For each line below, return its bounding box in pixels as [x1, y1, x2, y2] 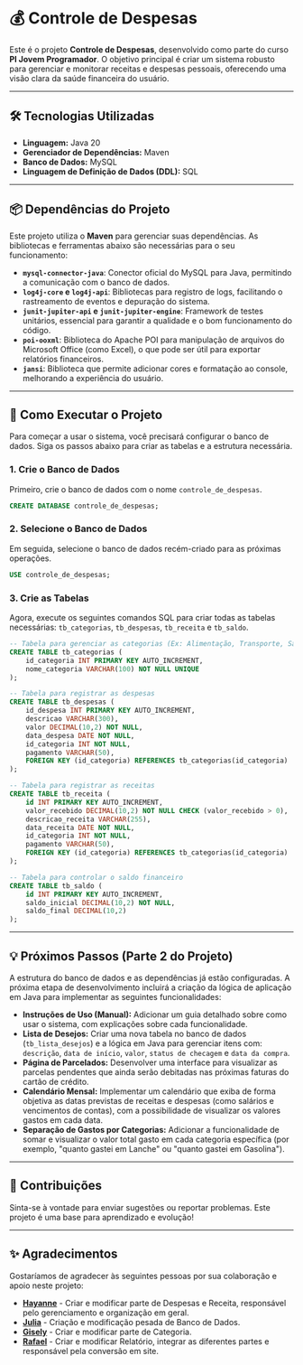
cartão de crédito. [22, 1076, 89, 1087]
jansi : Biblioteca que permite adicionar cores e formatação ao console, [22, 363, 289, 374]
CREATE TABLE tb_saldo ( [9, 881, 103, 891]
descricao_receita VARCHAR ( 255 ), [25, 815, 151, 824]
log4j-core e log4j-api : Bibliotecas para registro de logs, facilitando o [22, 286, 283, 297]
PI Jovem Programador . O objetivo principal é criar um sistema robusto [9, 53, 275, 64]
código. [22, 324, 51, 335]
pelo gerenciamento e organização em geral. [22, 1307, 189, 1318]
